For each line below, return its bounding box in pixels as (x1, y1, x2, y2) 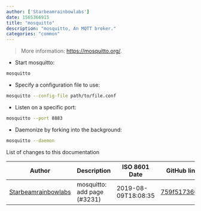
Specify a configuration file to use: (14, 81, 100, 88)
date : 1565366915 (6, 14, 50, 20)
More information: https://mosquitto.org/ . (20, 47, 122, 54)
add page (77, 188, 103, 196)
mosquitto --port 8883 (6, 115, 63, 121)
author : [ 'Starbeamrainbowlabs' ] (6, 8, 90, 15)
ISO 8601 (121, 163, 150, 171)
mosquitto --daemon (6, 137, 55, 143)
